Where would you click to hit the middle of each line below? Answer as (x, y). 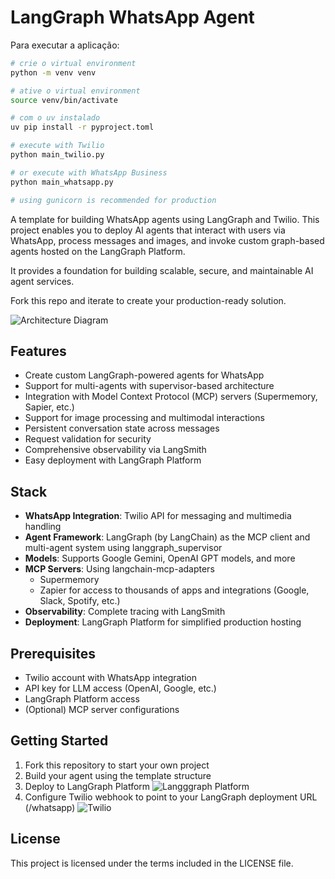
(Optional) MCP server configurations (102, 709)
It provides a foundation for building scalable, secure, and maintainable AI (162, 270)
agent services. (42, 281)
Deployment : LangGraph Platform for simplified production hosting (163, 622)
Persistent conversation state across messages (122, 428)
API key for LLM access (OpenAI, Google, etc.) (120, 688)
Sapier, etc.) (49, 407)
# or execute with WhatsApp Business (89, 172)
